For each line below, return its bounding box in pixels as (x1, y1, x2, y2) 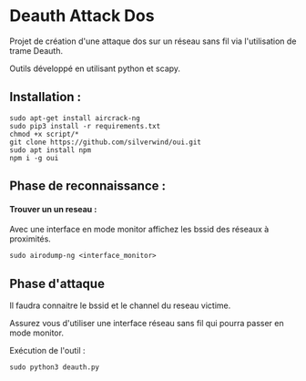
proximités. (9, 233, 52, 244)
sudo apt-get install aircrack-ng (9, 113, 141, 123)
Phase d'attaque (9, 275, 105, 292)
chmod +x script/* (9, 129, 79, 139)
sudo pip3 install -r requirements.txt (9, 121, 161, 130)
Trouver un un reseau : (9, 203, 97, 214)
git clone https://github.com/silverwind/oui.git (9, 138, 202, 147)
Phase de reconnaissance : (9, 179, 167, 194)
